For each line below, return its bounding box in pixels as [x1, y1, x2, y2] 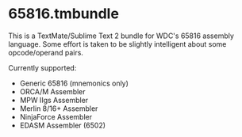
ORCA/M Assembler [19, 86, 86, 96]
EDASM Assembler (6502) [19, 120, 106, 130]
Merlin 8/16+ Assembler [19, 104, 98, 113]
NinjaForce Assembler [19, 112, 93, 121]
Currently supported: [8, 63, 77, 72]
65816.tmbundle [8, 5, 119, 23]
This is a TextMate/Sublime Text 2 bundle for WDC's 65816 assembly [8, 31, 234, 40]
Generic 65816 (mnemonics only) [19, 78, 129, 88]
